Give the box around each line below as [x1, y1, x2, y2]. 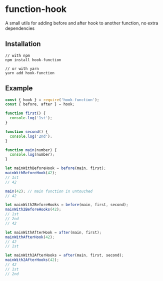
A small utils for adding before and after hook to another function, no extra [5, 20, 158, 26]
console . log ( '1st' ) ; [9, 116, 52, 121]
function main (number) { [5, 147, 57, 153]
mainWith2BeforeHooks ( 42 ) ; [5, 207, 61, 212]
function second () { [5, 129, 48, 134]
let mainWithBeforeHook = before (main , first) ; [5, 166, 106, 171]
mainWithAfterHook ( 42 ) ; [5, 235, 55, 240]
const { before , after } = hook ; [5, 102, 75, 107]
